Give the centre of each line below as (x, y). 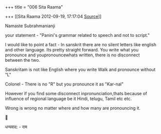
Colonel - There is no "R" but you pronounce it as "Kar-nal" (64, 84)
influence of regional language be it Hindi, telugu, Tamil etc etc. (69, 99)
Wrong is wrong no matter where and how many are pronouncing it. (73, 108)
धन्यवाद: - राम (16, 127)
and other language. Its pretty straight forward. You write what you (72, 50)
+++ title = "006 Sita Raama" (34, 7)
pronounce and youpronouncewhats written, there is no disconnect (72, 55)
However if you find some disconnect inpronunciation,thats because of (76, 93)
